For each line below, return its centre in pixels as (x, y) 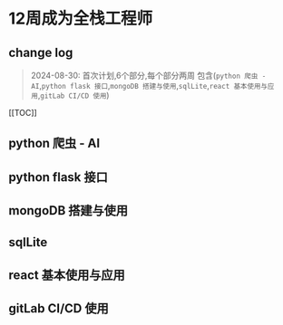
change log (41, 52)
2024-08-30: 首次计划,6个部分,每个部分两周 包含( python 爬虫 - (148, 75)
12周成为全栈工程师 (81, 19)
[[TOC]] (23, 113)
